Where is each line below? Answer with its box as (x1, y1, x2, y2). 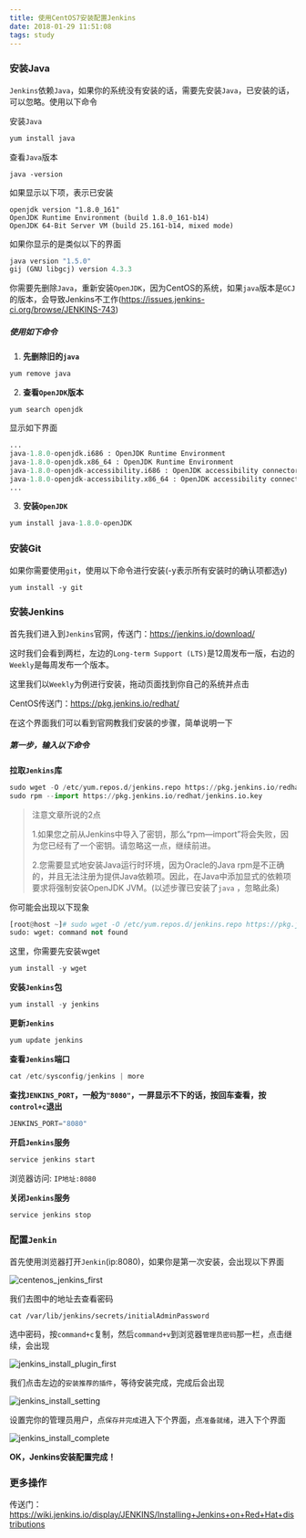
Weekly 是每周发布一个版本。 (9, 658, 114, 669)
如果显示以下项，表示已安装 (9, 186, 114, 197)
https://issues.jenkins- (121, 294, 205, 305)
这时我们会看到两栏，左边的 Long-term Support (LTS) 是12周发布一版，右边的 (9, 648, 295, 658)
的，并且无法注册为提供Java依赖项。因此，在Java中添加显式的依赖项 (31, 870, 291, 881)
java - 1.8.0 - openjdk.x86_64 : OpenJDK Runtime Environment (9, 458, 234, 467)
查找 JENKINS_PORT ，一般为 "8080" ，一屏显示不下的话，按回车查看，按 (9, 1089, 267, 1101)
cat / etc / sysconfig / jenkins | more (9, 1071, 145, 1080)
